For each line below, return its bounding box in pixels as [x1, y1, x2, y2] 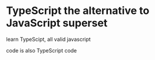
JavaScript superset [6, 16, 108, 30]
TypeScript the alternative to [6, 4, 150, 17]
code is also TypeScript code [6, 47, 77, 54]
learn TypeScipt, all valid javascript [6, 36, 91, 43]
